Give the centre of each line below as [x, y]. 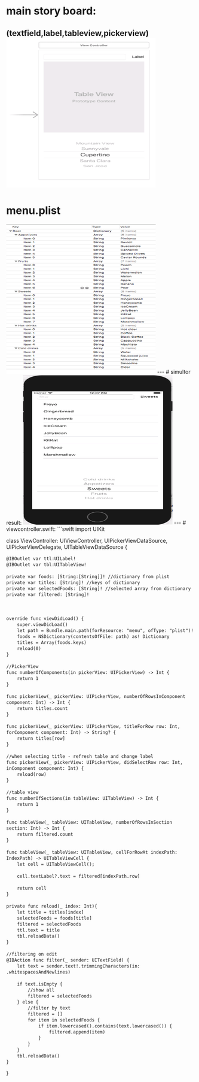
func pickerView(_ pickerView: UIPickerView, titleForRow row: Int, [93, 726]
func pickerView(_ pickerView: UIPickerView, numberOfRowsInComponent [96, 696]
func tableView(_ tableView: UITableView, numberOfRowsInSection [89, 822]
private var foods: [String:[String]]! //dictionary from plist [88, 576]
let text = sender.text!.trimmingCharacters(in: [79, 966]
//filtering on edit [32, 954]
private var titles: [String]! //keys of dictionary [73, 582]
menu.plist [33, 210]
